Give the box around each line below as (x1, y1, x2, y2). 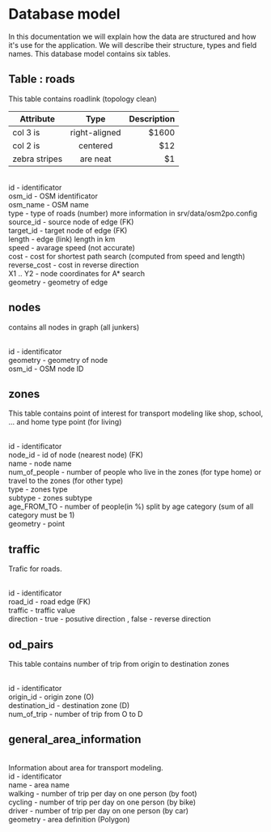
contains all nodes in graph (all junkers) (8, 322, 140, 332)
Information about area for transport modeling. (8, 762, 163, 772)
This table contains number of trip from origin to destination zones (8, 659, 230, 668)
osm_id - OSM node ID (8, 364, 84, 373)
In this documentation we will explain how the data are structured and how (8, 32, 256, 41)
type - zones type (8, 484, 68, 494)
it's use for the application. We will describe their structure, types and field (8, 40, 257, 49)
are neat (79, 153, 112, 164)
